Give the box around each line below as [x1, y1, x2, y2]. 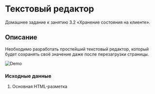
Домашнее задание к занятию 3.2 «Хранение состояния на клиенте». [5, 19, 151, 25]
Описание [5, 33, 37, 41]
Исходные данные [5, 72, 52, 79]
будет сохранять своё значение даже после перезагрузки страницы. [5, 51, 149, 57]
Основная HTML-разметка [12, 83, 68, 90]
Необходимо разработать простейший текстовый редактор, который [5, 46, 149, 52]
